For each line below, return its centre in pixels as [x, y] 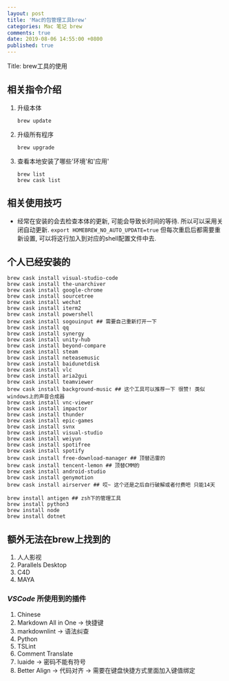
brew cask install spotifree [49, 445]
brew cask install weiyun [44, 439]
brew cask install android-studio [57, 472]
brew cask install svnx [41, 427]
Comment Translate [45, 653]
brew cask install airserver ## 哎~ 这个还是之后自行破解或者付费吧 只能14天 [111, 485]
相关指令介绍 [34, 90]
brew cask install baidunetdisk [53, 364]
